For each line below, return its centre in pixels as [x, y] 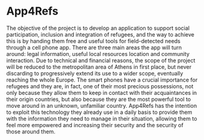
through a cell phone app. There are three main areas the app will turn [94, 47]
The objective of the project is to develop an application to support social [98, 28]
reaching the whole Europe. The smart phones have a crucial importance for [102, 80]
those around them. [31, 131]
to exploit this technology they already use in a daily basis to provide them [99, 112]
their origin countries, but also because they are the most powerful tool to [99, 99]
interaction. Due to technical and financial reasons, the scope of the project [101, 60]
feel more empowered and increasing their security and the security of [95, 125]
